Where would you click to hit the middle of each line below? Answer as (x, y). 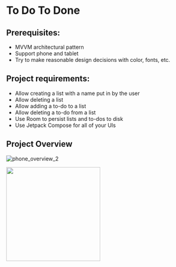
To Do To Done (43, 11)
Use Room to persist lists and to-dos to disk (69, 118)
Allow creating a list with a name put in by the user (77, 93)
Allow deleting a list (39, 99)
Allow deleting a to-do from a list (55, 112)
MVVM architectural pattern (49, 47)
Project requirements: (48, 79)
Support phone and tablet (47, 54)
